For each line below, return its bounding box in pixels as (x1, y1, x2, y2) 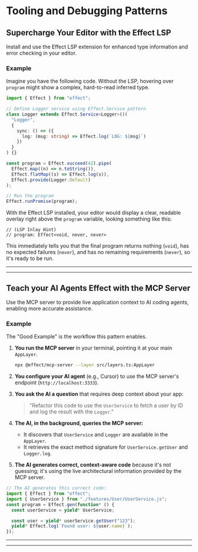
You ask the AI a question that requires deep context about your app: (14, 390, 184, 397)
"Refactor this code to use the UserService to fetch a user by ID (29, 402, 183, 409)
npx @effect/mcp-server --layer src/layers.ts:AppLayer (14, 362, 155, 368)
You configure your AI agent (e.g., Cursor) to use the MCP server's (14, 373, 179, 380)
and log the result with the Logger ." (29, 408, 114, 415)
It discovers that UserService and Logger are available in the (23, 431, 169, 438)
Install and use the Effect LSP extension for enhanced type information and (6, 43, 189, 50)
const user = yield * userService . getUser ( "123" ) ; (11, 518, 136, 524)
